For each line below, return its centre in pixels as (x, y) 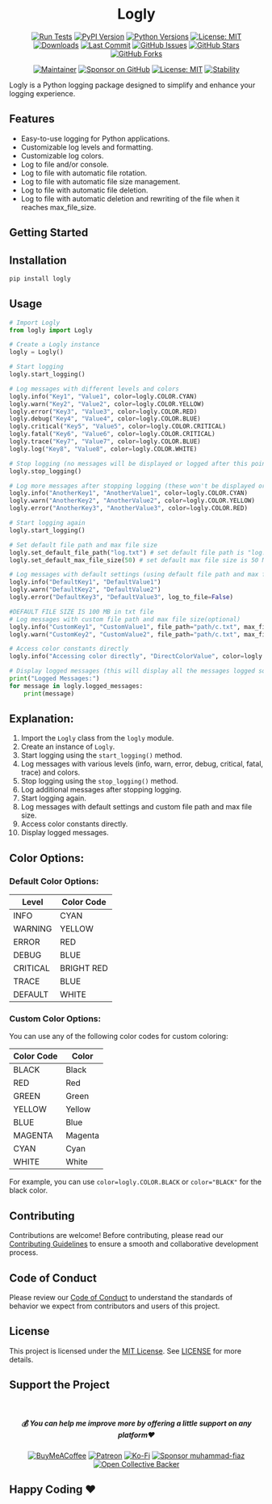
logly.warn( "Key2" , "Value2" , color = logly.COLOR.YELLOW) (107, 404)
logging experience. (42, 93)
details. (21, 1359)
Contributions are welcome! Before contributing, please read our (117, 1236)
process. (24, 1253)
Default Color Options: (54, 881)
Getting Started (49, 232)
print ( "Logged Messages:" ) (54, 679)
